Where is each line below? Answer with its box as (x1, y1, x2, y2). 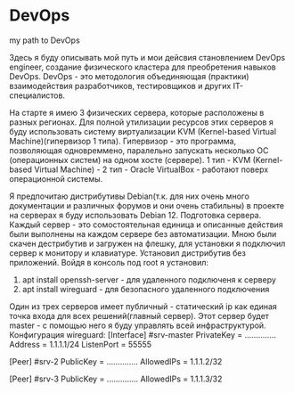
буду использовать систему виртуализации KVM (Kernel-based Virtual (9, 126, 277, 136)
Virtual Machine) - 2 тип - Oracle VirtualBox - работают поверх (34, 164, 269, 175)
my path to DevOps (9, 35, 80, 45)
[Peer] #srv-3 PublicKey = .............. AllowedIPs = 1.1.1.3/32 (9, 373, 223, 384)
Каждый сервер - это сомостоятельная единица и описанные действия (9, 219, 283, 230)
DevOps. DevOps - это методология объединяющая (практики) (9, 70, 249, 81)
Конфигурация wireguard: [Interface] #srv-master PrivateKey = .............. (9, 329, 276, 340)
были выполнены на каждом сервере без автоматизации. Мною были (9, 228, 277, 239)
